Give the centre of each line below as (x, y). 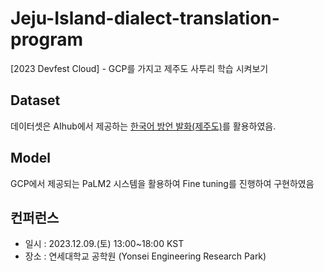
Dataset (35, 100)
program (47, 39)
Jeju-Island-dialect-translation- (145, 18)
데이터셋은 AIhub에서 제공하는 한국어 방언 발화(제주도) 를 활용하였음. (143, 126)
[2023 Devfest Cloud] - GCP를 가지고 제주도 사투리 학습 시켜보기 (139, 68)
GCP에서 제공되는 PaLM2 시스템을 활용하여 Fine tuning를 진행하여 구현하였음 (162, 183)
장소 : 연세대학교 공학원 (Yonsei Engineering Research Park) (145, 256)
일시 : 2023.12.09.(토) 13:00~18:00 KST (104, 244)
